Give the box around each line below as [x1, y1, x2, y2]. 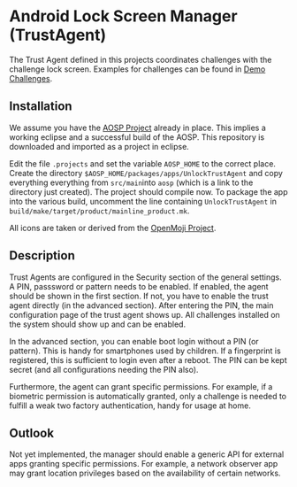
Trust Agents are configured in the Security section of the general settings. [9, 272, 283, 282]
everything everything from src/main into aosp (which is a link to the [9, 177, 254, 188]
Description [9, 248, 75, 263]
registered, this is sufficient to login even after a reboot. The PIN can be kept [9, 354, 287, 365]
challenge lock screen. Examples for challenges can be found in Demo [9, 64, 266, 74]
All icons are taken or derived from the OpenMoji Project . [9, 222, 217, 233]
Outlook [9, 425, 55, 440]
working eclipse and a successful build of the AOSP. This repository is [9, 131, 265, 143]
